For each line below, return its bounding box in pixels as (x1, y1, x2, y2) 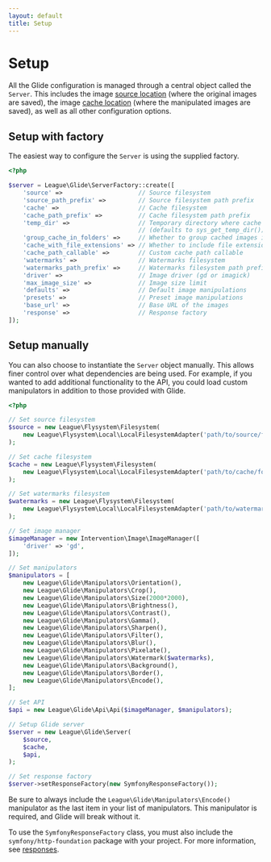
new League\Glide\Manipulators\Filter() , (23, 631, 164, 639)
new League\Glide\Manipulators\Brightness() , (23, 602, 179, 610)
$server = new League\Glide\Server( (8, 727, 131, 736)
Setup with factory (8, 130, 104, 144)
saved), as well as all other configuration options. (8, 106, 172, 116)
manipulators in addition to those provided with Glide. (8, 385, 186, 395)
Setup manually (8, 339, 90, 352)
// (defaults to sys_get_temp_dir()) (138, 227, 265, 235)
